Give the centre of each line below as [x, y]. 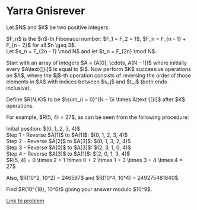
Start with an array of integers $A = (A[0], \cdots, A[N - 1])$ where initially [96, 63]
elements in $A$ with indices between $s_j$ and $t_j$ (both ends [87, 82]
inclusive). [19, 88]
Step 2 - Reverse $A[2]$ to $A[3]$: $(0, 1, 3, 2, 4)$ [69, 141]
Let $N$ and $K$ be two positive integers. [58, 27]
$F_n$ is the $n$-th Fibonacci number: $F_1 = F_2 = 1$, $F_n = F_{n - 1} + [96, 38]
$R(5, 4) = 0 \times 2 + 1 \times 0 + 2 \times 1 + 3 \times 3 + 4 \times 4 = [94, 160]
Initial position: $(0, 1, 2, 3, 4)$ [43, 128]
